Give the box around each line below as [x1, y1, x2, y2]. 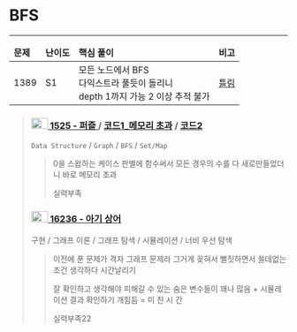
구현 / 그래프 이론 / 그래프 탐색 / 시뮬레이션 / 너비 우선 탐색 [30, 235, 232, 245]
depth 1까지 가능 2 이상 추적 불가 [78, 90, 210, 102]
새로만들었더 [241, 158, 285, 169]
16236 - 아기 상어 [49, 213, 122, 225]
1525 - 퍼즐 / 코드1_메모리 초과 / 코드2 [49, 119, 203, 132]
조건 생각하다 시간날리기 [52, 264, 137, 275]
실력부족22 [52, 313, 92, 323]
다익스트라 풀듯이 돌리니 [78, 77, 174, 89]
